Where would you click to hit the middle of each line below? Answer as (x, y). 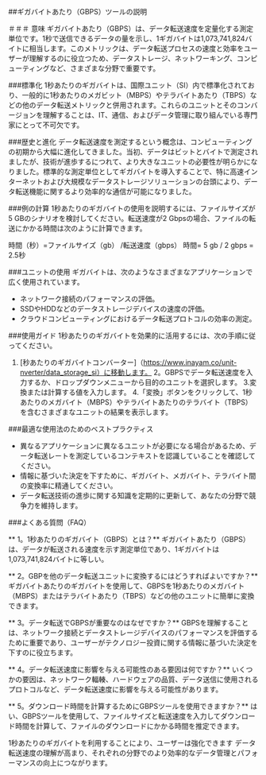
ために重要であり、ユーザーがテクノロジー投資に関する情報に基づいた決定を (133, 643)
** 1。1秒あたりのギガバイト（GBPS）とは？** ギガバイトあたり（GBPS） (129, 539)
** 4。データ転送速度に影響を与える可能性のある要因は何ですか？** (119, 669)
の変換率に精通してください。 (68, 486)
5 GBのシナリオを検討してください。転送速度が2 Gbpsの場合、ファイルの (129, 218)
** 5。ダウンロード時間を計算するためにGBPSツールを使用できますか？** (128, 706)
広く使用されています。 (46, 282)
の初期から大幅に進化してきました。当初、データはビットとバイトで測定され (133, 152)
